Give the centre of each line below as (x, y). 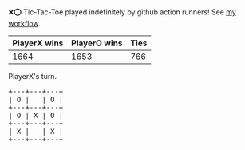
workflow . (24, 24)
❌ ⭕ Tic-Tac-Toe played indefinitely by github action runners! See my (122, 12)
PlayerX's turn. (33, 76)
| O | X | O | (36, 115)
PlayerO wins (97, 43)
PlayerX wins (38, 43)
